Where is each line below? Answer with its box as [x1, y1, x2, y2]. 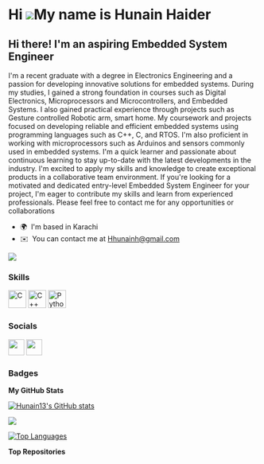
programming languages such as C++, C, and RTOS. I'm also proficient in [8, 130, 249, 139]
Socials [8, 321, 37, 332]
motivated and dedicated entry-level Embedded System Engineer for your [8, 181, 250, 190]
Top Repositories [8, 446, 66, 456]
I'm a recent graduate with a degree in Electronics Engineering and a [8, 71, 233, 80]
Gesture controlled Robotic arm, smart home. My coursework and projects [8, 113, 252, 123]
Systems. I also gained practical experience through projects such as [8, 105, 235, 114]
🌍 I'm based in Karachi [19, 222, 99, 232]
